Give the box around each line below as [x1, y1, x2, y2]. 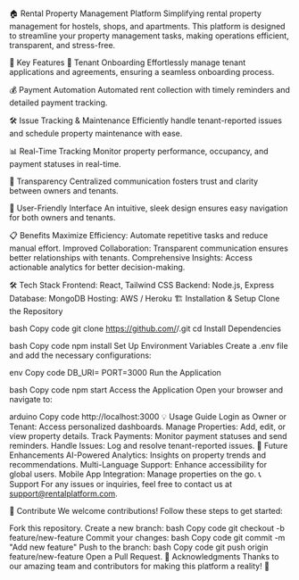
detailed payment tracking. [9, 97, 108, 108]
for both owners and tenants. [9, 212, 116, 222]
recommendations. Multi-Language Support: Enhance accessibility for [9, 460, 268, 469]
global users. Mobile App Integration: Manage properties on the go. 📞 [9, 468, 262, 479]
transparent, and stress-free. [9, 40, 116, 50]
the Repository [9, 306, 63, 316]
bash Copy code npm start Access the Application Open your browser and [9, 385, 284, 395]
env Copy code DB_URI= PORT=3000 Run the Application [9, 368, 221, 377]
